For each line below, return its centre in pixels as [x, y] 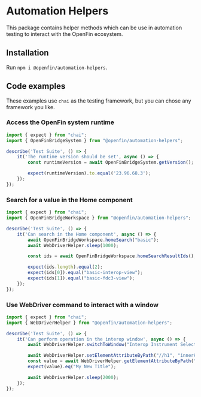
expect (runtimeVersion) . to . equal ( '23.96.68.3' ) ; [89, 173]
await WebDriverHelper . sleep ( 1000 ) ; [73, 245]
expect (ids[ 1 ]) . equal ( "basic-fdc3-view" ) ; [81, 278]
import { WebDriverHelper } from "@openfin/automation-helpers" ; [89, 323]
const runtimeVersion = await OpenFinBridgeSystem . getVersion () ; [111, 163]
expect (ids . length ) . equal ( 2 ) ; [65, 267]
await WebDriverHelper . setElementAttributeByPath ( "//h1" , [101, 356]
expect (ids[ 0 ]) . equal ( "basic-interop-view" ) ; [86, 273]
